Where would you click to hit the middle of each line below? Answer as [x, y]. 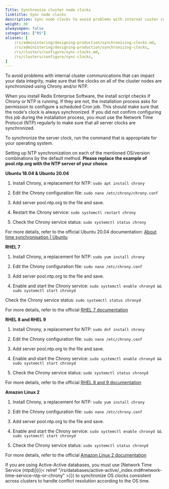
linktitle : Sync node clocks [36, 15]
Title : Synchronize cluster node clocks [48, 10]
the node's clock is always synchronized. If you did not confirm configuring [83, 112]
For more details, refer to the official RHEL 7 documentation [67, 310]
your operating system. [29, 143]
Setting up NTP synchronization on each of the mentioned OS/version [77, 153]
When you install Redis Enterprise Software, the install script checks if [78, 96]
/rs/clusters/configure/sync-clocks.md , [57, 52]
